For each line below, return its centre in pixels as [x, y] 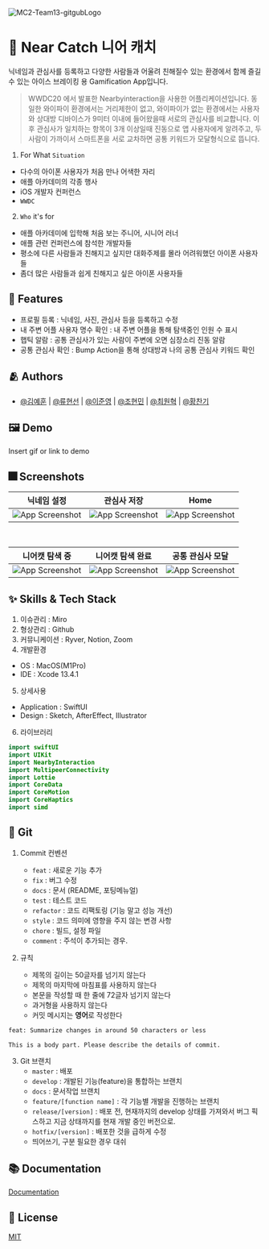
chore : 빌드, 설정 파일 [67, 930]
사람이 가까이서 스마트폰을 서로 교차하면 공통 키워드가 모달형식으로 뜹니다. [144, 139]
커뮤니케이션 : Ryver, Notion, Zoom [76, 639]
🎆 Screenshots [47, 477]
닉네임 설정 [47, 501]
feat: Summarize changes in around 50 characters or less [107, 1030]
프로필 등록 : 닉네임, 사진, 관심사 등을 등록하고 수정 [99, 319]
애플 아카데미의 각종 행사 [59, 181]
